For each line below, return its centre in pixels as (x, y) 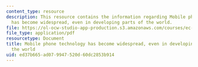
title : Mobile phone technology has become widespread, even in (87, 44)
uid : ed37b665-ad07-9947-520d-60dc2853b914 (60, 55)
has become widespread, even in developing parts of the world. (92, 22)
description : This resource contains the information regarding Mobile (96, 17)
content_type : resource (35, 11)
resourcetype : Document (35, 38)
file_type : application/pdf (41, 33)
